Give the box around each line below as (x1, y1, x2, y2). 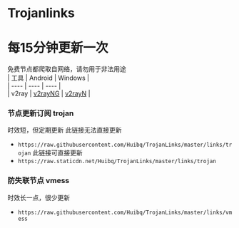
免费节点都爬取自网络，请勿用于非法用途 (7, 65, 126, 73)
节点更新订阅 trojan (7, 108, 74, 118)
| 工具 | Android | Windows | (7, 73, 90, 83)
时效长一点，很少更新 (7, 193, 70, 202)
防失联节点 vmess (7, 176, 70, 186)
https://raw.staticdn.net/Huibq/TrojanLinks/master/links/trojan (17, 158, 216, 165)
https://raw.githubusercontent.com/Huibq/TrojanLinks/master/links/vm (17, 209, 233, 216)
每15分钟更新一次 (7, 40, 108, 56)
